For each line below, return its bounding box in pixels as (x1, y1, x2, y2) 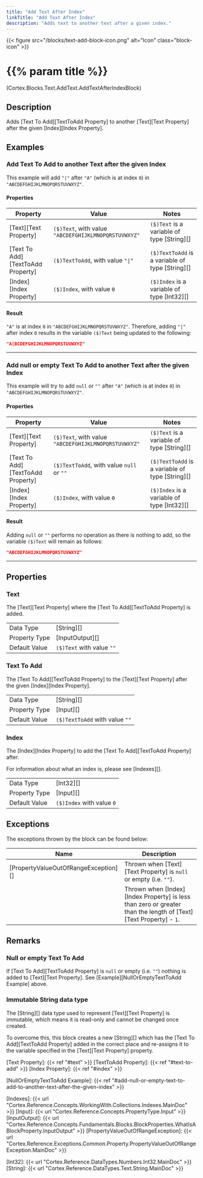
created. (6, 1022, 27, 1030)
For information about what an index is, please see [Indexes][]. (6, 765, 162, 772)
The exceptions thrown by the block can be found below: (6, 835, 148, 842)
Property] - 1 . (140, 915, 180, 924)
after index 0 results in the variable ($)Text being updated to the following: (6, 329, 192, 337)
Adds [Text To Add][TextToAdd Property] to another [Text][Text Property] (6, 118, 189, 125)
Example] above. (6, 981, 48, 988)
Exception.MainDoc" (6, 1146, 57, 1154)
